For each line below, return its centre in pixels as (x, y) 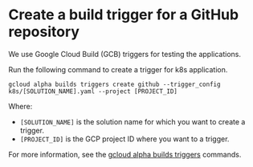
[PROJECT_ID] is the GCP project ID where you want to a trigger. (124, 139)
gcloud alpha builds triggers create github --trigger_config (114, 84)
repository (44, 32)
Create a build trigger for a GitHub (124, 15)
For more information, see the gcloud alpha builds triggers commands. (125, 154)
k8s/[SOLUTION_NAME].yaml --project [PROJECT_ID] (93, 91)
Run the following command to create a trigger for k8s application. (118, 69)
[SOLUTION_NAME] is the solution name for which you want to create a (133, 121)
